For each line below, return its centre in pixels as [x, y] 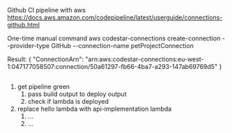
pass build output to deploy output [77, 94]
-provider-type [29, 46]
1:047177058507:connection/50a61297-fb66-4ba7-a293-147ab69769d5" [113, 66]
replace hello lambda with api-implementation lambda [94, 109]
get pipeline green [44, 87]
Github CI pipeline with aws [46, 10]
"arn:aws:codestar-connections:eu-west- [145, 59]
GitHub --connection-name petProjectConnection [122, 46]
